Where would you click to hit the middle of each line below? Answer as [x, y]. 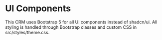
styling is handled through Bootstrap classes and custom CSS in [71, 27]
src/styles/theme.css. [27, 32]
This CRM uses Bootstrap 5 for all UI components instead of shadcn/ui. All [81, 22]
